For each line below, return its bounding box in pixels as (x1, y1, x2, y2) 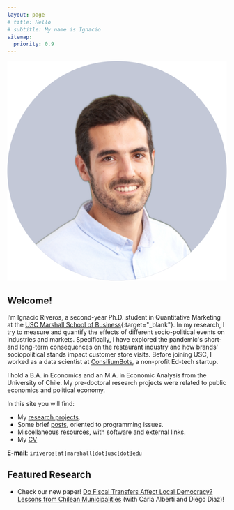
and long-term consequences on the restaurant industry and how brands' (7, 343, 219, 351)
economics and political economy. (7, 386, 106, 394)
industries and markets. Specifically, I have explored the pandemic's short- (7, 335, 222, 343)
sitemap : (7, 33, 33, 40)
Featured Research (7, 469, 92, 481)
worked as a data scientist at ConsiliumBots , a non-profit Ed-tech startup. (7, 357, 219, 366)
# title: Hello (7, 18, 52, 26)
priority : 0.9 (13, 40, 54, 48)
